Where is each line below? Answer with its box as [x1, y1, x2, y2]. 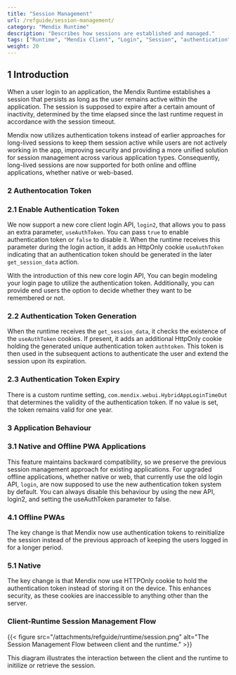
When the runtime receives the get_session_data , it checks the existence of [7, 327, 227, 335]
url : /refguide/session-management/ [7, 17, 114, 24]
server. [7, 599, 28, 608]
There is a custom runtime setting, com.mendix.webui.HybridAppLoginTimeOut [7, 390, 228, 399]
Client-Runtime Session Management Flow [7, 617, 157, 627]
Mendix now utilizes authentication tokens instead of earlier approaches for [7, 131, 226, 139]
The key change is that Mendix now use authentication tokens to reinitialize [7, 528, 225, 537]
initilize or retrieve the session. [7, 661, 96, 669]
